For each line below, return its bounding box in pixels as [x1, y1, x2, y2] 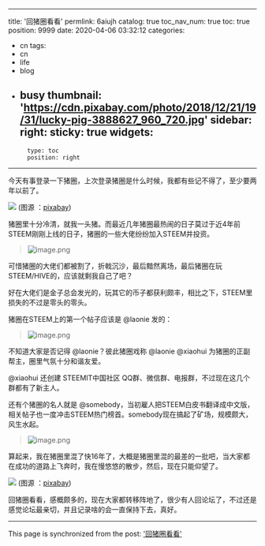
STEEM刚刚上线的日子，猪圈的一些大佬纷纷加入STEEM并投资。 [8, 229, 215, 238]
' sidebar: [203, 114, 252, 127]
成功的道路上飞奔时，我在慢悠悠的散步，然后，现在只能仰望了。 [14, 461, 222, 470]
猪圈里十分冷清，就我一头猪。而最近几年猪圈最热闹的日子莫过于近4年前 [8, 219, 241, 229]
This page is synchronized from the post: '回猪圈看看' [8, 529, 183, 538]
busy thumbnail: [19, 88, 103, 103]
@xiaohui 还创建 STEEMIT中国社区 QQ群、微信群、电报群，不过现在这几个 [8, 372, 251, 383]
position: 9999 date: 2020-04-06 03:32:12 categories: [8, 25, 185, 35]
